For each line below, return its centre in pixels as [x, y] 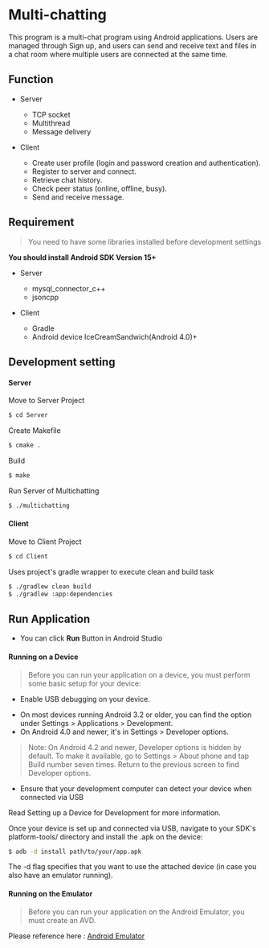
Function [31, 79]
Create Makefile [35, 431]
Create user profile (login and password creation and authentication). [146, 163]
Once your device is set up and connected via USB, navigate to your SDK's [132, 828]
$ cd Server [28, 415]
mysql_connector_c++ [69, 288]
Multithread [51, 123]
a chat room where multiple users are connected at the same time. [118, 54]
